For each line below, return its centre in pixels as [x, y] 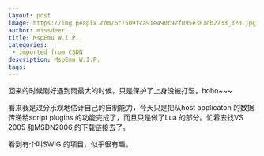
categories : [28, 45]
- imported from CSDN [47, 52]
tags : [17, 67]
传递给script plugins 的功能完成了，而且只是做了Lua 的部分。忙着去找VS [126, 117]
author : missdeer [37, 30]
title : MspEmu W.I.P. [44, 38]
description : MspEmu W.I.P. [55, 60]
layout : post [30, 15]
